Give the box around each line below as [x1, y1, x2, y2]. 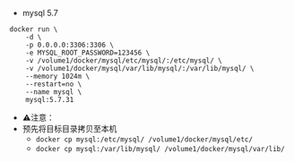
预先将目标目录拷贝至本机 [22, 124, 117, 133]
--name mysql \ [25, 88, 82, 97]
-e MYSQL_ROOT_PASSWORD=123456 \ [25, 48, 151, 57]
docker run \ [9, 25, 58, 34]
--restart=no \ [25, 80, 82, 89]
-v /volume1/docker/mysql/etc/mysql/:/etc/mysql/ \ [25, 56, 222, 65]
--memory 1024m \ [25, 72, 91, 81]
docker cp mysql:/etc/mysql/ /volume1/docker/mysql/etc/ [35, 135, 254, 144]
